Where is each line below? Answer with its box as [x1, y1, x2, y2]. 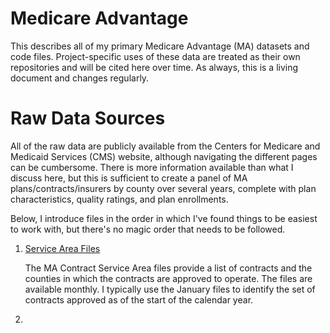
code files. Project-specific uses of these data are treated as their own [10, 50, 301, 62]
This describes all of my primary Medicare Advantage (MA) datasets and [10, 40, 310, 52]
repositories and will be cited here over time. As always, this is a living [10, 61, 299, 73]
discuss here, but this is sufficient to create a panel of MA [10, 172, 248, 184]
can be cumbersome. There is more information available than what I [10, 161, 294, 173]
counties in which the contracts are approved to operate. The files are [24, 272, 313, 284]
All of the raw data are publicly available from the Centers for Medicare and [10, 140, 321, 152]
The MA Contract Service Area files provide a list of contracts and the [24, 262, 313, 274]
